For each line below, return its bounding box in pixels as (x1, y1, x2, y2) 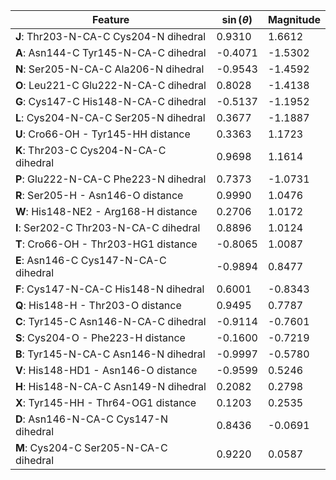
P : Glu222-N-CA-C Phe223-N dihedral (15, 172, 207, 186)
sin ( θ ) (221, 13, 253, 26)
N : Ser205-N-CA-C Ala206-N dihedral (15, 62, 205, 76)
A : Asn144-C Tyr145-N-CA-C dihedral (15, 46, 207, 59)
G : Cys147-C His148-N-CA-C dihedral (15, 95, 207, 108)
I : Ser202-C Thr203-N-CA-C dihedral (15, 221, 201, 234)
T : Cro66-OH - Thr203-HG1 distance (15, 237, 198, 251)
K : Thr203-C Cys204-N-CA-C (15, 144, 167, 157)
